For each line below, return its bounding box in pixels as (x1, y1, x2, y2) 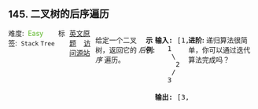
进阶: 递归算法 (188, 35, 234, 45)
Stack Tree (20, 40, 55, 48)
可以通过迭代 (208, 45, 251, 54)
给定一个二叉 (95, 35, 138, 45)
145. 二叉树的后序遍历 (8, 8, 109, 20)
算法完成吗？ (188, 55, 230, 64)
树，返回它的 (95, 45, 138, 54)
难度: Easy (8, 29, 44, 38)
